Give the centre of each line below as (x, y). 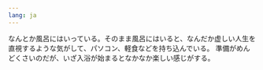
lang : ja (22, 15)
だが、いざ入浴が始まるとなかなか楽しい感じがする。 (128, 58)
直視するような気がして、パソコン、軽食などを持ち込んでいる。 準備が (122, 48)
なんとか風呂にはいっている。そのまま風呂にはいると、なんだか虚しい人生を (132, 38)
